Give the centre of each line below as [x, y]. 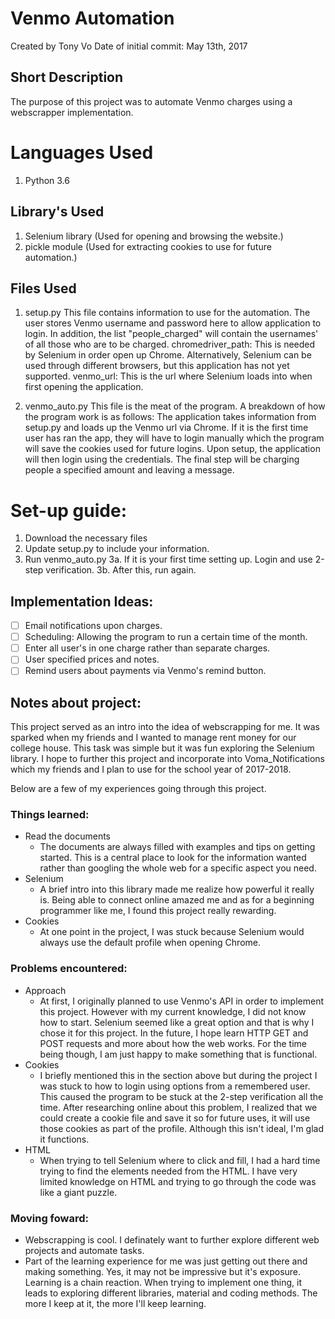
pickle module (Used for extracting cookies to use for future [148, 246]
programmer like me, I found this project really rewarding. [158, 911]
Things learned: [50, 815]
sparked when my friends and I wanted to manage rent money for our [153, 738]
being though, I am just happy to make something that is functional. [178, 1054]
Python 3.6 [47, 180]
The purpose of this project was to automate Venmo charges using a [151, 101]
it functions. [64, 1139]
